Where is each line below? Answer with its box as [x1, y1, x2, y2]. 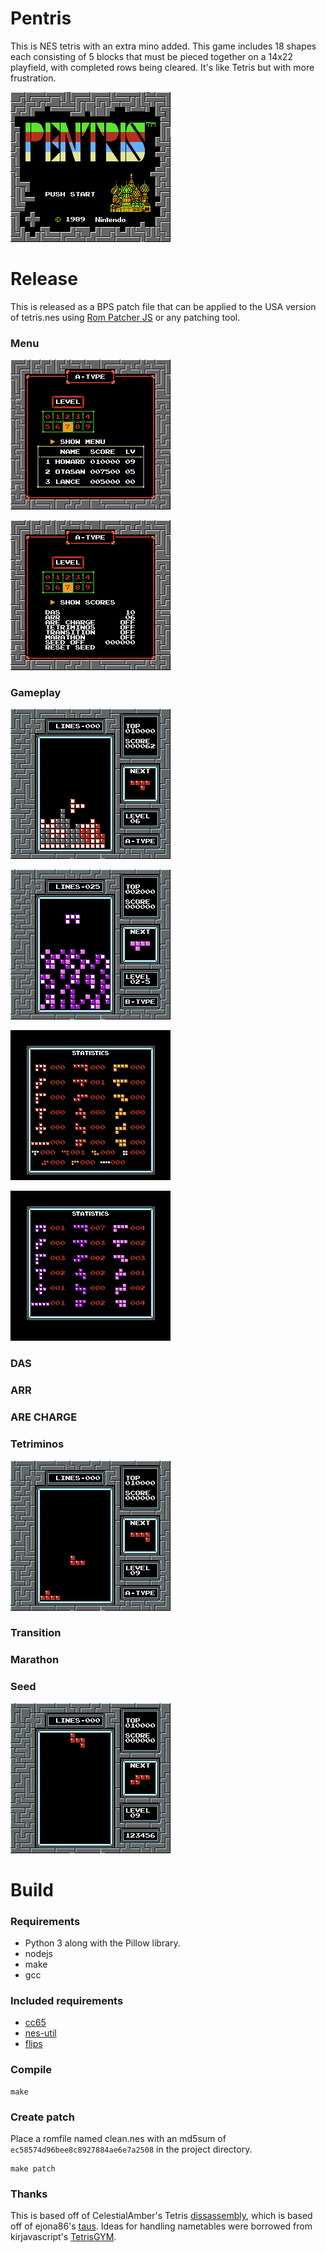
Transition [10, 1626, 62, 1640]
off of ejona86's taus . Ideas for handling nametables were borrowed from [10, 2220, 313, 2232]
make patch [10, 2164, 56, 2174]
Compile [10, 2063, 52, 2077]
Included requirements [10, 1994, 124, 2008]
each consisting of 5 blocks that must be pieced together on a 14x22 [10, 50, 293, 62]
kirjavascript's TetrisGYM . [10, 2231, 117, 2243]
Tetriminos [10, 1437, 65, 1451]
